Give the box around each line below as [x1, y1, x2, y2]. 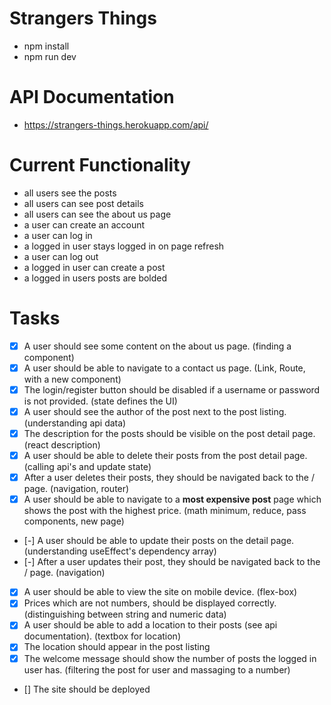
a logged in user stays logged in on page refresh [23, 240, 225, 252]
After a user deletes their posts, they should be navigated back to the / [23, 472, 315, 484]
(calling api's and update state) [23, 461, 152, 473]
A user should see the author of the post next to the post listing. [23, 405, 287, 417]
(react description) [23, 439, 101, 451]
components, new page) [23, 515, 125, 527]
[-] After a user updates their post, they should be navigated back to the [23, 556, 321, 568]
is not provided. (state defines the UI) [23, 395, 178, 407]
